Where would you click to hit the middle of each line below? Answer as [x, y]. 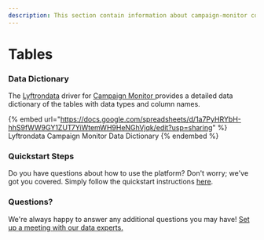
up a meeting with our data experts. [66, 227]
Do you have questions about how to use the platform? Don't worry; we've [128, 173]
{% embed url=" [35, 119]
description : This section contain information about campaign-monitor [128, 15]
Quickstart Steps [41, 156]
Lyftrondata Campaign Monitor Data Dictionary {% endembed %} [114, 136]
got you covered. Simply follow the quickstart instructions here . [111, 182]
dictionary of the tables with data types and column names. [104, 104]
